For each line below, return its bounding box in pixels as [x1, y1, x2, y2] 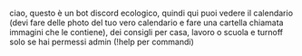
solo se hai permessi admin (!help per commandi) [9, 36, 195, 47]
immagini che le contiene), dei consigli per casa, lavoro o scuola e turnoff [9, 27, 284, 37]
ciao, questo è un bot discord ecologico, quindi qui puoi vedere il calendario [9, 8, 293, 18]
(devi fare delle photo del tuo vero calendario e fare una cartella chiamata [9, 17, 284, 28]
